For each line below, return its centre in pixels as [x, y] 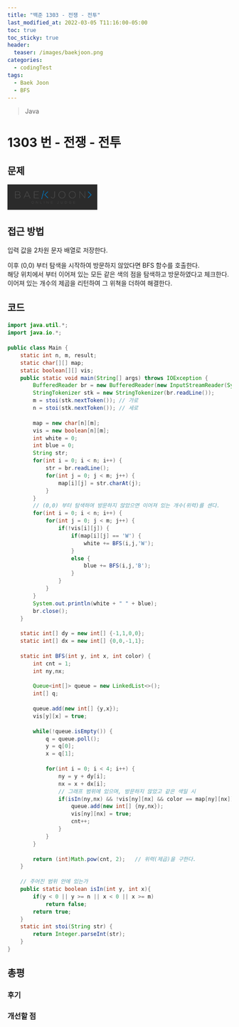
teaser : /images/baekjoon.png [58, 53]
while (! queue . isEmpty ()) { [73, 731]
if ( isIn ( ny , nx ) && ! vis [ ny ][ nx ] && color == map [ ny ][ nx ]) [146, 799]
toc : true [22, 30]
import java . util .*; [38, 325]
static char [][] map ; [52, 363]
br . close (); [51, 611]
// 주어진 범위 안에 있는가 [54, 882]
